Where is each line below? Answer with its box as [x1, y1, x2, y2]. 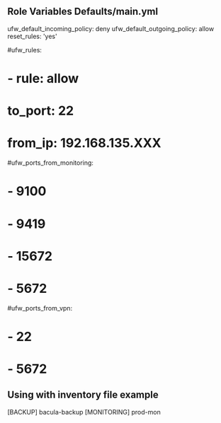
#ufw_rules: [7, 45, 42, 54]
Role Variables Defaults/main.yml [7, 6, 158, 18]
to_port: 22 [7, 103, 74, 119]
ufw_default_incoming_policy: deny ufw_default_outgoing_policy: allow [7, 24, 215, 33]
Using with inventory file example [7, 389, 159, 401]
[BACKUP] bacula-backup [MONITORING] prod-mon [7, 407, 161, 416]
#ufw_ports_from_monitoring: [7, 158, 94, 167]
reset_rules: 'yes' [7, 32, 58, 40]
